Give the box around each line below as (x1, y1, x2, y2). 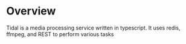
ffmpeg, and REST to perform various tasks (6, 30, 114, 37)
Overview (6, 4, 56, 18)
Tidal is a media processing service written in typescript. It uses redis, (6, 24, 181, 31)
